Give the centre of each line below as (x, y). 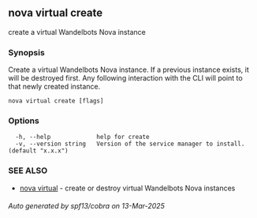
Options (24, 121)
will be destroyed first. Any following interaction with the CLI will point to (125, 78)
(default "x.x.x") (38, 151)
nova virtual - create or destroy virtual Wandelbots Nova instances (127, 188)
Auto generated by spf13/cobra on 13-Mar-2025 (87, 206)
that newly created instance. (54, 87)
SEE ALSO (28, 171)
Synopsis (26, 52)
